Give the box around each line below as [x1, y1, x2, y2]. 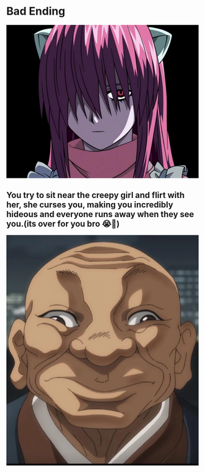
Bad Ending [6, 4, 65, 18]
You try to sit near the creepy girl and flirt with [6, 190, 185, 200]
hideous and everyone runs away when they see [6, 209, 194, 219]
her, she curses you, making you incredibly [6, 200, 174, 210]
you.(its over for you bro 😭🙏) [6, 219, 120, 229]
